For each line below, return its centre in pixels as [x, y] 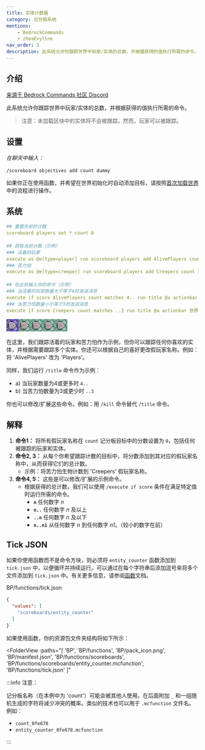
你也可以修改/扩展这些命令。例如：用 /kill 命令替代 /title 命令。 [89, 403]
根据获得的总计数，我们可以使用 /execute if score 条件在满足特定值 [110, 487]
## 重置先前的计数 [27, 227]
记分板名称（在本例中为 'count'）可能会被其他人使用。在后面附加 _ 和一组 [99, 696]
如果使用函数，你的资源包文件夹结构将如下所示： [68, 638]
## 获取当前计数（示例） [33, 246]
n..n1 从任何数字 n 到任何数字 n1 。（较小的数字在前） [99, 525]
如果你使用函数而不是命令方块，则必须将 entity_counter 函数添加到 [91, 560]
